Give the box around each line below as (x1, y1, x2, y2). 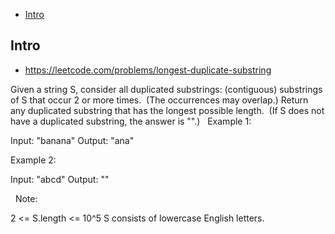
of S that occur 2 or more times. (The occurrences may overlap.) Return (10, 94, 309, 106)
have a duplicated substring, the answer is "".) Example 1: (10, 115, 252, 127)
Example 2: (10, 154, 57, 166)
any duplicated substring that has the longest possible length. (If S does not (10, 104, 325, 116)
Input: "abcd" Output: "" (10, 173, 110, 185)
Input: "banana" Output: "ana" (10, 134, 135, 146)
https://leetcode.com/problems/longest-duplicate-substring (24, 64, 272, 76)
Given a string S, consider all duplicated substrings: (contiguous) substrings (10, 83, 323, 95)
